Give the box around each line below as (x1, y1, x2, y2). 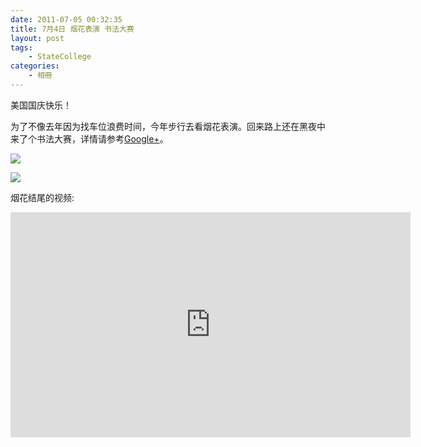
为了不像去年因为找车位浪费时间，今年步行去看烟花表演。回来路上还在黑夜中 (10, 120, 326, 132)
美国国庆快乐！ (10, 99, 72, 111)
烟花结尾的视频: (10, 191, 75, 203)
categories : (10, 61, 60, 71)
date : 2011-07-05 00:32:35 (10, 14, 123, 25)
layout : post (10, 33, 65, 43)
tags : (10, 42, 33, 53)
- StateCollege (28, 52, 92, 62)
